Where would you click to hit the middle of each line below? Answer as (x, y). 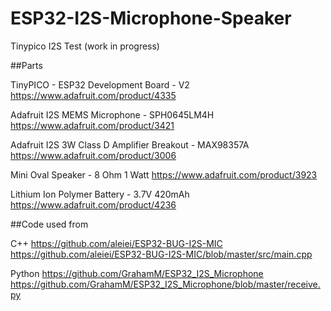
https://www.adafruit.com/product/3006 (93, 155)
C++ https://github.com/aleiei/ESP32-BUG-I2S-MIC (116, 243)
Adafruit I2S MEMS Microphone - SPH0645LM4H (112, 114)
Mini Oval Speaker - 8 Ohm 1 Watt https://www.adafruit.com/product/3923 (164, 174)
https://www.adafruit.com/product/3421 (92, 125)
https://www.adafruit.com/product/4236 (93, 204)
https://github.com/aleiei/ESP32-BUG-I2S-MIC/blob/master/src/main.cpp (161, 254)
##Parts (26, 65)
